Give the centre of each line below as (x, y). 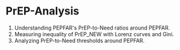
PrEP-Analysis (42, 11)
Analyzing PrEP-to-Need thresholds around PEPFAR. (79, 40)
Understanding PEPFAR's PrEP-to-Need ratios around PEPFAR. (92, 28)
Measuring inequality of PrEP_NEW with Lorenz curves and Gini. (94, 34)
